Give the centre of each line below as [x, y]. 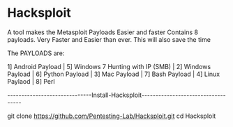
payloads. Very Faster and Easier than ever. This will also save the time [109, 39]
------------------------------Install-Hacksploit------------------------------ [116, 95]
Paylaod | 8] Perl [31, 81]
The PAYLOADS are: [36, 53]
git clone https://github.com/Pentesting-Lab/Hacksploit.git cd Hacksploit [112, 116]
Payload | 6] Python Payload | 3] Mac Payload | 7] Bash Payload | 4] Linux [114, 74]
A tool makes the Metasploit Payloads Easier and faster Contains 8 [103, 32]
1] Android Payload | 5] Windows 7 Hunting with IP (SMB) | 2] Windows [109, 66]
